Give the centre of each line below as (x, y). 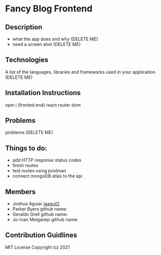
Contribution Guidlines (41, 235)
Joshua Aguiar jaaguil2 (36, 204)
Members (20, 191)
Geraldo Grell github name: (40, 214)
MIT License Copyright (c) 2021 (38, 247)
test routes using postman (39, 171)
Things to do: (26, 148)
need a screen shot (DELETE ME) (46, 44)
